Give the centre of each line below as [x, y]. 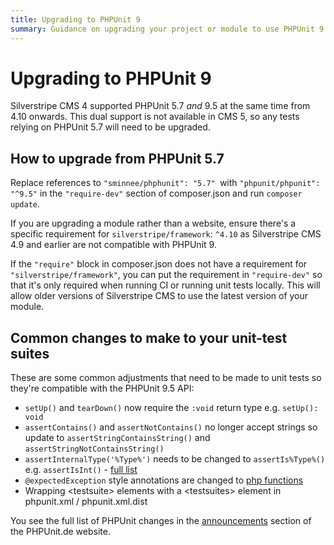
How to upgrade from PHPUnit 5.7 [117, 158]
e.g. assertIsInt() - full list [81, 470]
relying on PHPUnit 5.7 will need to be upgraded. [110, 127]
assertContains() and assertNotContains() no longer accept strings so [171, 427]
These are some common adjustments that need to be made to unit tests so [166, 378]
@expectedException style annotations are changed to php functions [164, 480]
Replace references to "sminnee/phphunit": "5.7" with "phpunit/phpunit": [165, 183]
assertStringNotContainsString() [94, 449]
